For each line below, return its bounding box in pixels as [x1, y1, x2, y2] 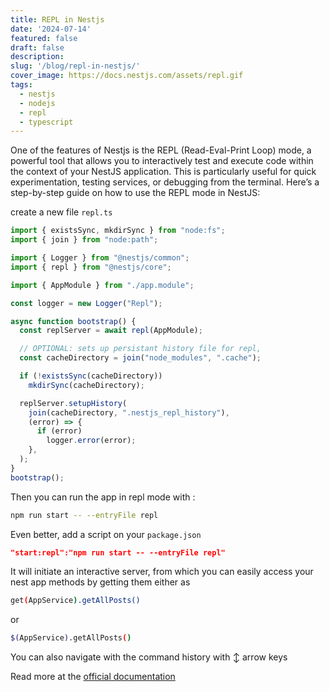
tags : [10, 80, 33, 90]
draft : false [10, 42, 65, 53]
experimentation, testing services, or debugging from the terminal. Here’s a [10, 176, 320, 188]
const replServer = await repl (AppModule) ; [19, 326, 203, 336]
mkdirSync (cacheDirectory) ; [28, 380, 145, 390]
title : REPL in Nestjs [10, 14, 105, 25]
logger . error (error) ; [46, 436, 137, 446]
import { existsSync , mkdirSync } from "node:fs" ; [10, 226, 226, 236]
